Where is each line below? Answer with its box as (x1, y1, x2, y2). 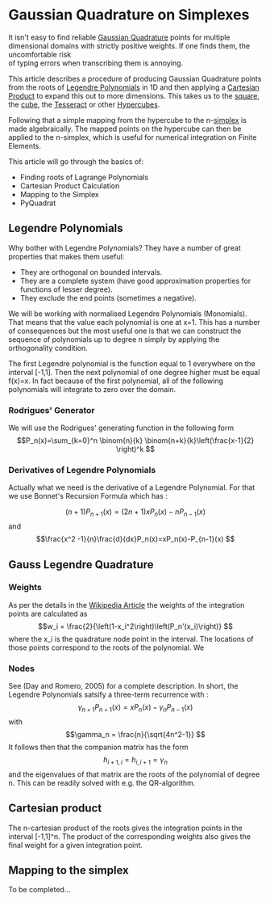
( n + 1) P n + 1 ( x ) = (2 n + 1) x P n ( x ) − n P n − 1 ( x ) (64, 507, 206, 519)
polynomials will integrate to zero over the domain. (8, 384, 176, 394)
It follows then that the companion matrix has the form (8, 742, 189, 752)
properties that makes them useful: (8, 251, 125, 261)
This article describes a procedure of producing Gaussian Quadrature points (8, 74, 262, 83)
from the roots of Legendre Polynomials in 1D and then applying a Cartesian (8, 82, 260, 92)
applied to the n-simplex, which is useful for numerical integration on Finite (8, 132, 257, 142)
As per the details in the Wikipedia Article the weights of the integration (8, 600, 245, 609)
